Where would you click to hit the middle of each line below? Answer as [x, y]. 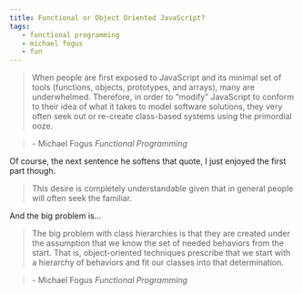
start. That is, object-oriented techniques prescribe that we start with [161, 253]
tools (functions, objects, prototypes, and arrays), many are [143, 87]
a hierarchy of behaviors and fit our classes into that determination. [157, 263]
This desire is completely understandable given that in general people [162, 188]
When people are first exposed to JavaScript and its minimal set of [157, 77]
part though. [33, 171]
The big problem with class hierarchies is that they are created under [161, 234]
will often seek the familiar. [82, 198]
